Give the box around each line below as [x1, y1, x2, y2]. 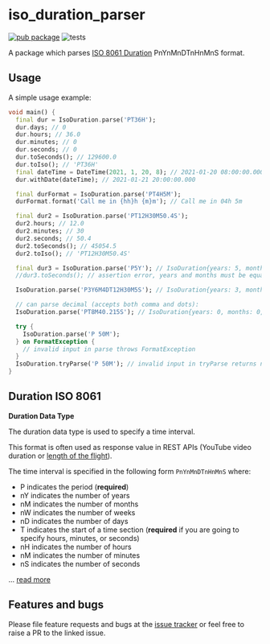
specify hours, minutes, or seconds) [19, 533, 140, 543]
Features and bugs [8, 598, 104, 612]
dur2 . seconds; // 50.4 [15, 234, 92, 242]
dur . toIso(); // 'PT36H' [15, 160, 99, 168]
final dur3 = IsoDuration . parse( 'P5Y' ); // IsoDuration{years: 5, [15, 264, 243, 272]
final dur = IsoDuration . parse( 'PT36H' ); [15, 115, 157, 124]
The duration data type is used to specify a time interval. [8, 427, 195, 436]
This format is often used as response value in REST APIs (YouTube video [8, 442, 252, 452]
